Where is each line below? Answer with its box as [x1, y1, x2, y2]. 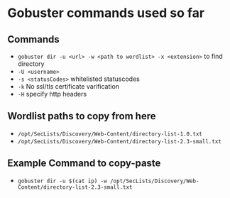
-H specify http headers [17, 90, 87, 98]
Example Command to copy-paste [7, 158, 161, 170]
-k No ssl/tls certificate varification [17, 82, 119, 90]
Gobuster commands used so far [7, 5, 204, 21]
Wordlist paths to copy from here [7, 110, 156, 122]
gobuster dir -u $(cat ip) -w [17, 177, 108, 185]
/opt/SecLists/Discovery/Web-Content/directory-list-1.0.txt [17, 130, 203, 138]
